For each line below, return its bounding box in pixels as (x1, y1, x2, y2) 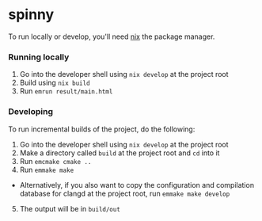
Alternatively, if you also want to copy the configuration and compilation (19, 180, 255, 189)
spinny (8, 6, 55, 24)
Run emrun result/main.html (19, 86, 113, 96)
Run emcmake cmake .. (19, 156, 92, 166)
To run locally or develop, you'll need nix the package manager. (8, 32, 215, 41)
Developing (8, 106, 54, 117)
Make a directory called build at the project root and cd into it (19, 148, 220, 158)
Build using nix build (19, 78, 90, 88)
